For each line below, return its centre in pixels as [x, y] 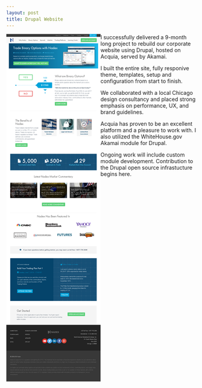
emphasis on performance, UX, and [144, 105]
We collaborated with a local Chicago [147, 92]
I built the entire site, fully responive [145, 68]
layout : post [23, 13]
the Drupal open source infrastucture [147, 167]
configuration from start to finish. [141, 81]
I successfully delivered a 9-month [144, 37]
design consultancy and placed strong [148, 99]
